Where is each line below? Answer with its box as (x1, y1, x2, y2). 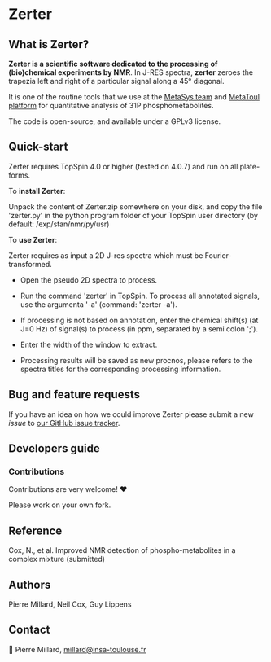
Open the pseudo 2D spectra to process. (20, 274, 157, 285)
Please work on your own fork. (8, 500, 111, 510)
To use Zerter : (8, 235, 58, 244)
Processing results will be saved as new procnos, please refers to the (20, 355, 254, 365)
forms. (8, 170, 31, 180)
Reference (8, 524, 63, 537)
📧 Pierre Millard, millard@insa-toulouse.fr (8, 644, 146, 654)
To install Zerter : (8, 186, 66, 195)
